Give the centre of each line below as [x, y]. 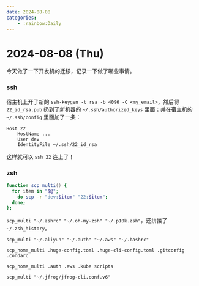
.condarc [17, 256]
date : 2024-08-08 [28, 12]
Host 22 [16, 128]
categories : [21, 18]
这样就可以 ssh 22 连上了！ [40, 156]
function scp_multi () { [37, 185]
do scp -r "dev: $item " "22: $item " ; [63, 197]
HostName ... [34, 134]
